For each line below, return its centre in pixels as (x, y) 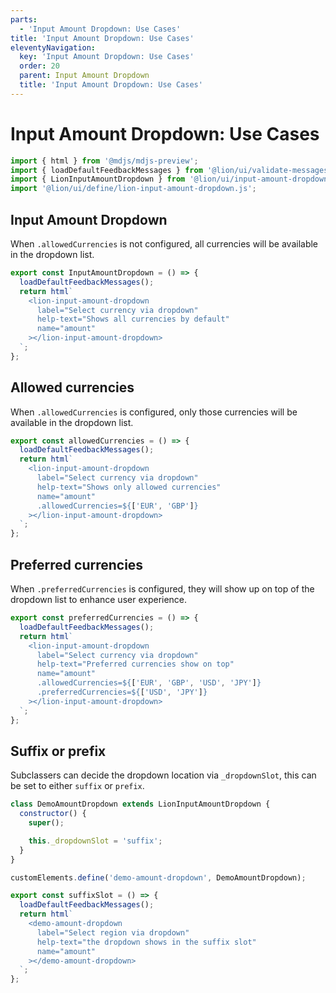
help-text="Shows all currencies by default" (133, 319)
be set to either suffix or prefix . (77, 786)
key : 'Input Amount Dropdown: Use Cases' (107, 57)
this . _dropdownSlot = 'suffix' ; (95, 841)
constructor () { (53, 814)
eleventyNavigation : (53, 47)
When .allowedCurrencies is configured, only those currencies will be (154, 412)
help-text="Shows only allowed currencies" (129, 487)
